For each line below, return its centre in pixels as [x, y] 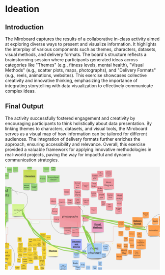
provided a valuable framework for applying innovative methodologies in [78, 149]
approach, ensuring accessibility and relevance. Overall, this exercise [75, 144]
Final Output [24, 106]
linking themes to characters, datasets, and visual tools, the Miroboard [76, 128]
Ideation [22, 9]
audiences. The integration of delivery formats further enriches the [73, 139]
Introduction [25, 27]
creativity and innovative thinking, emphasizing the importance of [71, 80]
